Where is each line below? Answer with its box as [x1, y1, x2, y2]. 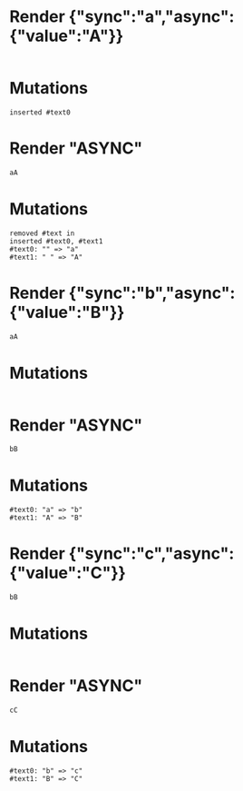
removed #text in [9, 229, 75, 238]
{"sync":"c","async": [68, 543, 235, 564]
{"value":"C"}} [9, 563, 127, 583]
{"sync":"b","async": [68, 282, 236, 303]
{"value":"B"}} [9, 302, 125, 322]
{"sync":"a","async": [68, 6, 235, 27]
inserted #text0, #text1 [9, 236, 103, 246]
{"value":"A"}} [9, 25, 124, 46]
